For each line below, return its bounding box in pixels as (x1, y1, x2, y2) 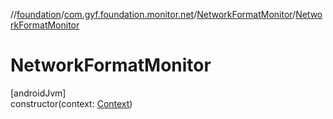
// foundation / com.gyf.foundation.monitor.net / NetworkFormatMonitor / (10, 9, 297, 20)
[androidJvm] (10, 87, 67, 99)
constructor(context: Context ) (10, 97, 133, 109)
